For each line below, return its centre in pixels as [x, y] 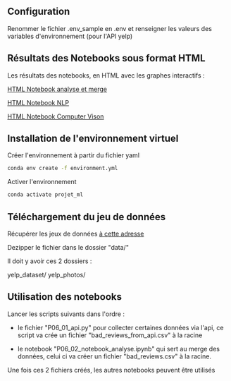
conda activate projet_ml [45, 195]
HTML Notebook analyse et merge [57, 89]
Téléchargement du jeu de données [87, 217]
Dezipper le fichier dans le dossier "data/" [68, 247]
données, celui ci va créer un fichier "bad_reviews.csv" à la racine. [114, 356]
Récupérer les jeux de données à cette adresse [76, 234]
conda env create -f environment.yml [63, 169]
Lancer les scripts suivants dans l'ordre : [66, 314]
